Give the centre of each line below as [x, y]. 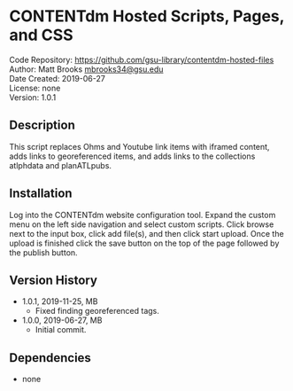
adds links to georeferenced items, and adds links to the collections [132, 156]
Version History [53, 280]
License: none [35, 88]
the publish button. [43, 252]
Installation [41, 194]
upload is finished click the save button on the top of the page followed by [144, 243]
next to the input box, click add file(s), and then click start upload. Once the [147, 233]
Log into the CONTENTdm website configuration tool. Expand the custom [143, 215]
